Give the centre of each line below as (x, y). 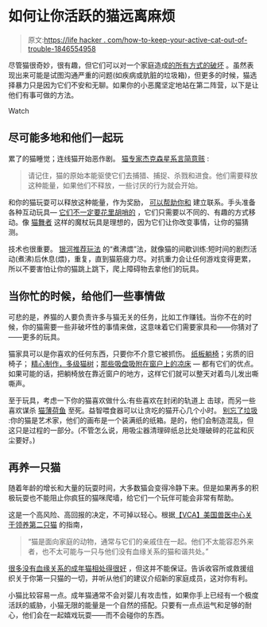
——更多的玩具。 (36, 337)
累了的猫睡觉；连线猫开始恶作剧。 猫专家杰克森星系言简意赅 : (108, 158)
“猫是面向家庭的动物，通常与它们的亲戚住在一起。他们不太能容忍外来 (141, 542)
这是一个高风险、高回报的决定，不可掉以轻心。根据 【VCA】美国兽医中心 (127, 515)
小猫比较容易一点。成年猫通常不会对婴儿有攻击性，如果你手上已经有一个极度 (133, 595)
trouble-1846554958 (62, 48)
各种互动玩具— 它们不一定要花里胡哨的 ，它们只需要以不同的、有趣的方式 (128, 212)
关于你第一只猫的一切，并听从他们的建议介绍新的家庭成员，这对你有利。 (133, 579)
